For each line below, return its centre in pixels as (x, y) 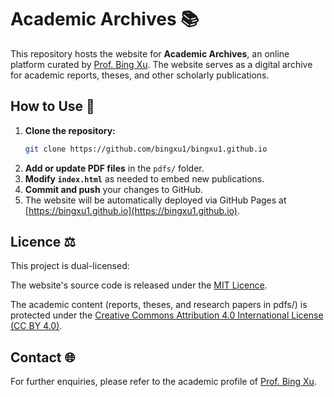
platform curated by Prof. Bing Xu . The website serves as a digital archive (161, 64)
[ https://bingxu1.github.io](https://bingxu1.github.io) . (132, 210)
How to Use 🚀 (52, 106)
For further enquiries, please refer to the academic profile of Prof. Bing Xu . (163, 382)
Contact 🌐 (43, 357)
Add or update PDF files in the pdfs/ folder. (114, 168)
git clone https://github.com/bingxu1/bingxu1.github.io (146, 149)
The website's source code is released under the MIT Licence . (139, 285)
